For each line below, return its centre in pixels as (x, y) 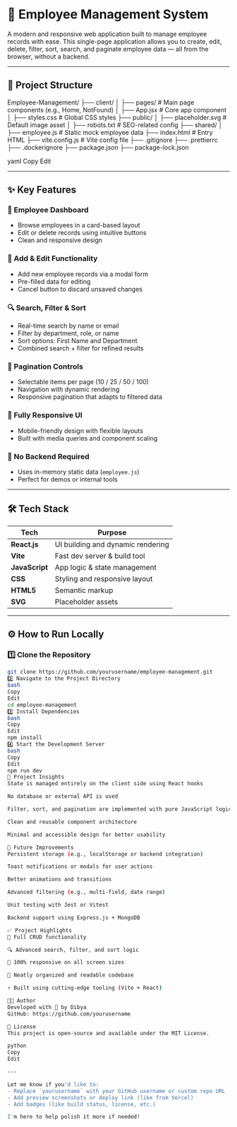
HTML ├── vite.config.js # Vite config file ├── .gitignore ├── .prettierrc (113, 140)
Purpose (112, 532)
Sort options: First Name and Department (77, 341)
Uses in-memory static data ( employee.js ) (78, 472)
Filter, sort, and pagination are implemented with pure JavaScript (110, 809)
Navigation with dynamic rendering (68, 389)
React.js (25, 544)
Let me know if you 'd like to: (53, 1084)
